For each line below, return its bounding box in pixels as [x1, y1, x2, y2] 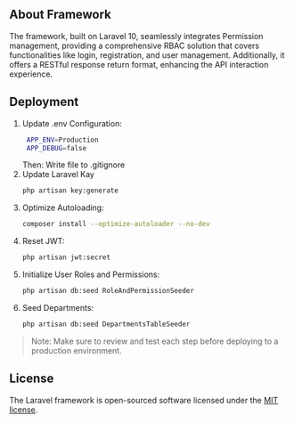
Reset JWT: [21, 236, 65, 247]
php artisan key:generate [21, 186, 118, 195]
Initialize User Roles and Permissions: [21, 269, 160, 280]
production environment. [30, 345, 122, 355]
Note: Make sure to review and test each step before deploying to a [30, 336, 279, 346]
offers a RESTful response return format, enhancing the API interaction [9, 59, 269, 69]
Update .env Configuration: [21, 118, 122, 128]
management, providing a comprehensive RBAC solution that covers [9, 40, 260, 51]
